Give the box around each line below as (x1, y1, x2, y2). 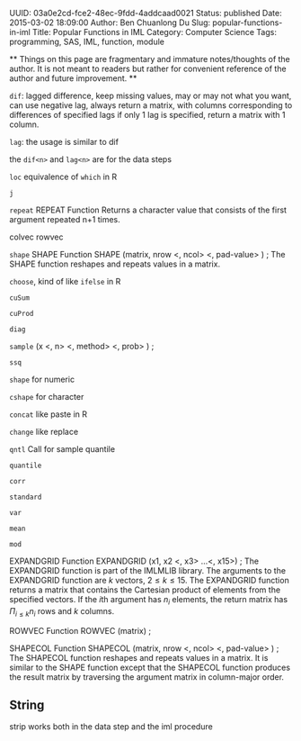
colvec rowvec (9, 231, 64, 242)
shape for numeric (9, 374, 75, 384)
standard (9, 492, 42, 502)
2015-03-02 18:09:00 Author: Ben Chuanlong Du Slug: (9, 17, 211, 28)
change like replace (9, 427, 79, 437)
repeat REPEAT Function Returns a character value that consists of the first (9, 204, 288, 215)
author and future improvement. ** (9, 73, 137, 84)
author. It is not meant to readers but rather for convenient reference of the (9, 63, 287, 74)
